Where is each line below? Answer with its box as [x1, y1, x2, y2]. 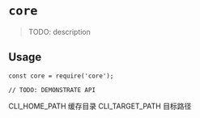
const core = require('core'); [8, 72, 114, 80]
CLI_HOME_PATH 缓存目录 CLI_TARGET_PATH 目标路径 [8, 101, 192, 111]
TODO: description [28, 27, 91, 36]
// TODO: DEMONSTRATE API [8, 86, 96, 94]
